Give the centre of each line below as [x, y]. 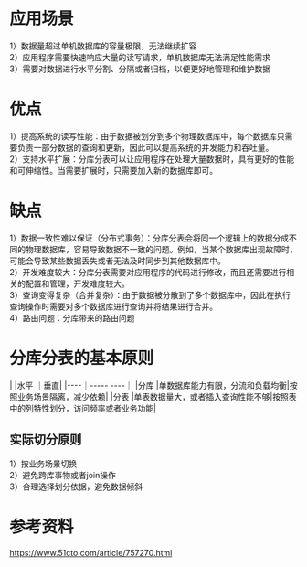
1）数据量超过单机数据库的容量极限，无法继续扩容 [103, 46]
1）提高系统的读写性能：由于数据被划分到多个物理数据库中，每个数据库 [143, 136]
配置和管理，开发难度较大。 [77, 283]
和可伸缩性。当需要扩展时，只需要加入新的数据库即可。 [113, 170]
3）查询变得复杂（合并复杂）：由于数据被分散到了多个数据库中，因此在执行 [150, 294]
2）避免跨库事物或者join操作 [63, 475]
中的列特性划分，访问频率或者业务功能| [83, 408]
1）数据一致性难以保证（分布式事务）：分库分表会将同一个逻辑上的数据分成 [149, 238]
